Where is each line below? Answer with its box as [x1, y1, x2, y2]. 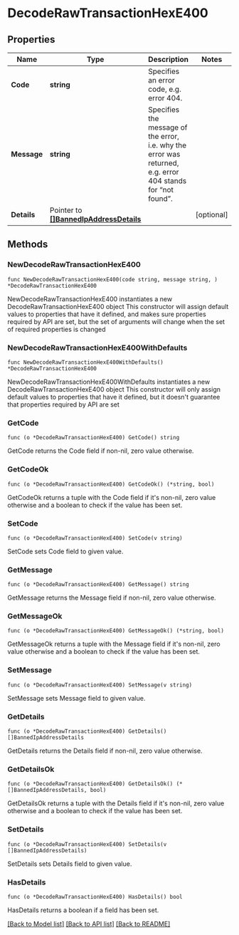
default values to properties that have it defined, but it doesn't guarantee [7, 392, 221, 401]
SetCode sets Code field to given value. [7, 547, 124, 555]
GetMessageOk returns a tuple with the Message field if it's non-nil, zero [7, 639, 221, 649]
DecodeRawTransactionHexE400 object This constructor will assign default [7, 302, 229, 310]
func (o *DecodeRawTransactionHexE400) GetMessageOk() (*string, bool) [7, 627, 224, 634]
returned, [148, 158, 179, 168]
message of [148, 122, 188, 132]
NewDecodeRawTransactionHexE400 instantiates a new [7, 294, 173, 303]
